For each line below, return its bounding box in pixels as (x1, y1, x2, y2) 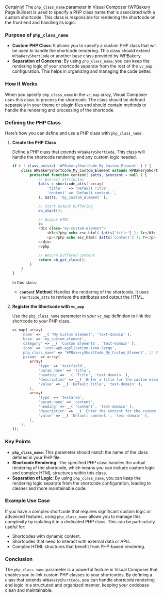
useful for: (5, 524, 26, 530)
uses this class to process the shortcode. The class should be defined (5, 97, 146, 102)
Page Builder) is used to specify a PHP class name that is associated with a (5, 9, 155, 15)
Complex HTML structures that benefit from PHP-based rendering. (12, 543, 146, 549)
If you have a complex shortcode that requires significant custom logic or (5, 508, 151, 514)
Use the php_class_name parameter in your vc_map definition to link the (12, 313, 151, 319)
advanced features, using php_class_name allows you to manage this (5, 514, 141, 519)
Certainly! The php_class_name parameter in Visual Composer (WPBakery (5, 4, 150, 10)
